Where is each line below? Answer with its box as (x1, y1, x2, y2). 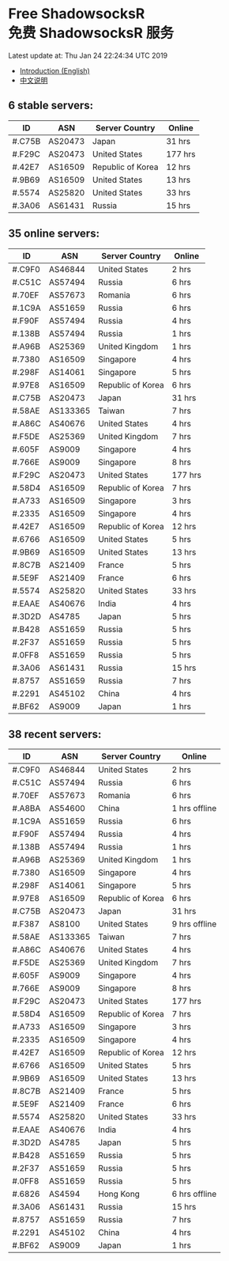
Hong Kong (98, 1188, 141, 1199)
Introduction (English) (19, 66, 91, 75)
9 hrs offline (171, 918, 217, 930)
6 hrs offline (171, 1188, 217, 1199)
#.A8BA (12, 803, 41, 814)
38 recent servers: (8, 727, 102, 740)
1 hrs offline (171, 803, 217, 814)
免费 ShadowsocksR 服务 (8, 25, 175, 42)
